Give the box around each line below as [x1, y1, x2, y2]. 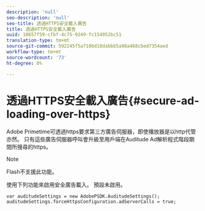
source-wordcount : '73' [6, 54, 67, 61]
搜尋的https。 [17, 143, 52, 150]
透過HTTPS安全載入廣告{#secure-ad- [6, 94, 199, 108]
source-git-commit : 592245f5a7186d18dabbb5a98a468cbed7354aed [6, 43, 168, 50]
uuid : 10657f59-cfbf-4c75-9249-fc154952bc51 [6, 32, 122, 38]
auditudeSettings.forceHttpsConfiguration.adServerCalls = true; [6, 199, 176, 205]
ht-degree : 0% [6, 60, 43, 66]
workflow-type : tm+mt [6, 49, 62, 55]
